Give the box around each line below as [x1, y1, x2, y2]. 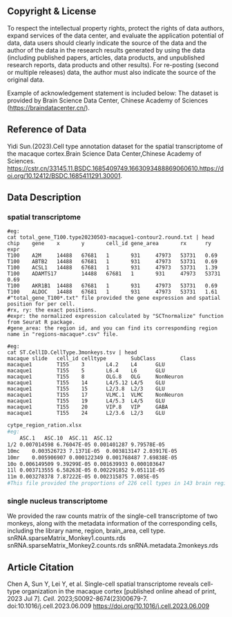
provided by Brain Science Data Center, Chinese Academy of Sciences [7, 96, 209, 105]
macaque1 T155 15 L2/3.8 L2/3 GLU [7, 386, 166, 393]
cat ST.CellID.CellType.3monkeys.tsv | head [7, 349, 137, 356]
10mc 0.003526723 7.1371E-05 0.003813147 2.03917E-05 [7, 447, 177, 454]
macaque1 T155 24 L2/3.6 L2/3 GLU [7, 410, 166, 417]
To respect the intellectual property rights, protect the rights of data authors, [7, 24, 224, 32]
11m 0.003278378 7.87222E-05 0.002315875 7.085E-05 [7, 474, 159, 481]
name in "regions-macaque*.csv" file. [7, 331, 119, 338]
